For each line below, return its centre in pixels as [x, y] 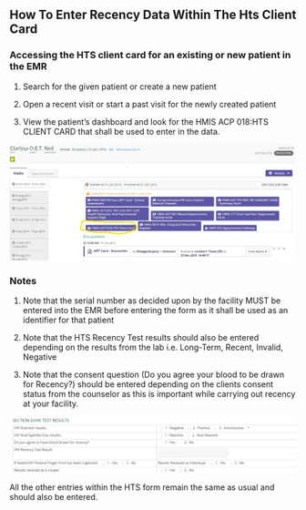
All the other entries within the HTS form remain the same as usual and [142, 487]
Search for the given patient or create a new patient [119, 87]
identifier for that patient [68, 320]
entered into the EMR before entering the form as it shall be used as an [155, 311]
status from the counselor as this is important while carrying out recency [159, 394]
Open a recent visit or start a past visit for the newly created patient [149, 104]
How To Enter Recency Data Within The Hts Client [153, 15]
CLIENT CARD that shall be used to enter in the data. [121, 131]
